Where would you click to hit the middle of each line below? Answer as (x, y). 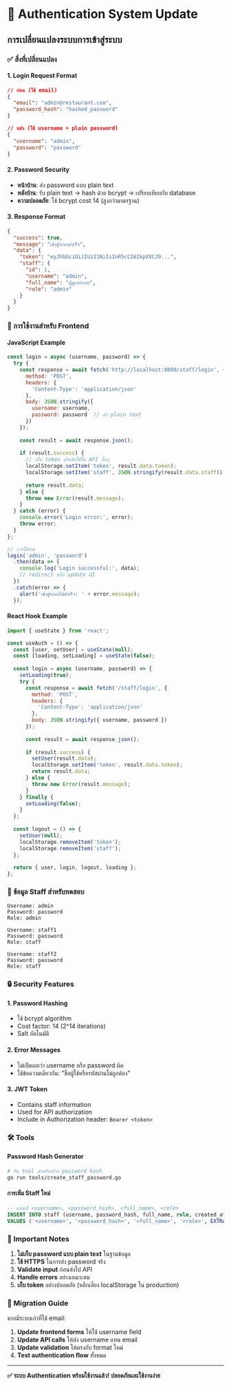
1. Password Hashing (37, 1003)
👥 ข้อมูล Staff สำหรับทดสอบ (46, 892)
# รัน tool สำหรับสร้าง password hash (55, 1171)
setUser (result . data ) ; (64, 758)
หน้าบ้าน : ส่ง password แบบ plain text (65, 185)
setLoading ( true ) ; (46, 676)
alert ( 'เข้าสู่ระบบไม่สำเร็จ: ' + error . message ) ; (80, 594)
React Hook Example (37, 616)
